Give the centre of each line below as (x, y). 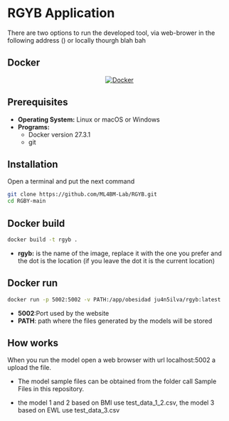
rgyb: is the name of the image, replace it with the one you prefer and (120, 253)
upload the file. (30, 368)
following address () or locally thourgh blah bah (77, 40)
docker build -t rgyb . (43, 240)
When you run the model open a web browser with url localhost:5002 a (111, 360)
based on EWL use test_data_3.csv (69, 410)
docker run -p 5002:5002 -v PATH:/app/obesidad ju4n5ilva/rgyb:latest (114, 299)
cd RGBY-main (27, 201)
